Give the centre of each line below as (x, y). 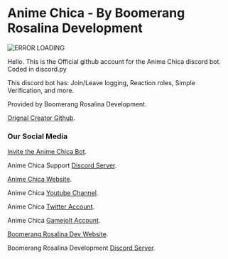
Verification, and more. (41, 90)
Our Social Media (38, 136)
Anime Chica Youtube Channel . (53, 193)
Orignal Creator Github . (42, 118)
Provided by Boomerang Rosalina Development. (77, 104)
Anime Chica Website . (40, 180)
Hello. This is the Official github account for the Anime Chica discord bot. (114, 61)
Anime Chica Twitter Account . (51, 206)
